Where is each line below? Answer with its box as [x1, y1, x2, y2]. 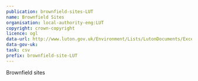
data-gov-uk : [6, 42, 38, 48]
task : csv [6, 47, 31, 53]
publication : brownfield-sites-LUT [6, 8, 94, 15]
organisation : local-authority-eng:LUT [6, 20, 104, 25]
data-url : [6, 36, 31, 42]
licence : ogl [6, 31, 38, 37]
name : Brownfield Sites [6, 14, 65, 20]
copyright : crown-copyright [6, 25, 75, 31]
